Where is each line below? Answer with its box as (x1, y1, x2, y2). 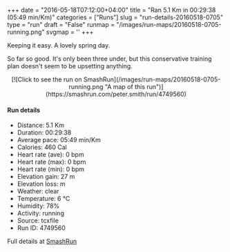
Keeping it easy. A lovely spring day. (7, 41, 111, 49)
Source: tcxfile (17, 217, 59, 225)
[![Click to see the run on (11, 75, 82, 84)
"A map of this (104, 83, 146, 90)
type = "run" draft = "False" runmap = (7, 21, 115, 28)
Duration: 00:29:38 (17, 128, 72, 137)
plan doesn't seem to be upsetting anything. (7, 62, 133, 70)
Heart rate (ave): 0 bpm (17, 151, 84, 159)
